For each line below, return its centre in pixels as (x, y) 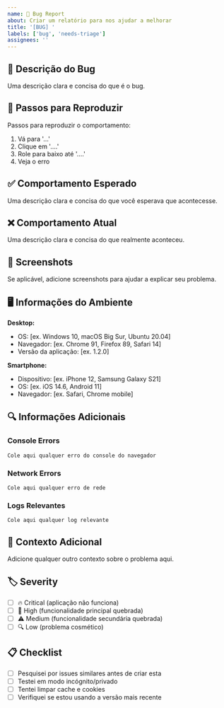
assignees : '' (28, 40)
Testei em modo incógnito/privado (67, 681)
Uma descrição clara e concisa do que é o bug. (76, 86)
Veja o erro (34, 161)
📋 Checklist (35, 652)
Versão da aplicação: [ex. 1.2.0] (63, 352)
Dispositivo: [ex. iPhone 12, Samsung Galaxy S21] (89, 379)
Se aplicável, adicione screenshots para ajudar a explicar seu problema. (112, 279)
